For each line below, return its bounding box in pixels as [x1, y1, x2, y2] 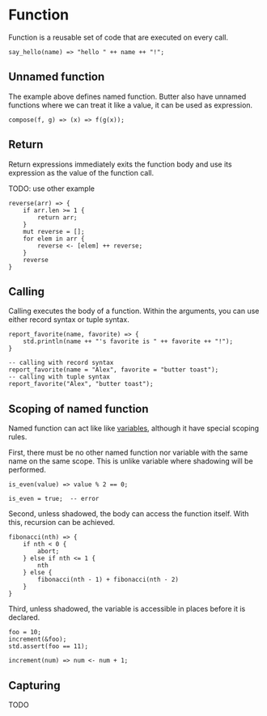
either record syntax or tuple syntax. [8, 315, 129, 324]
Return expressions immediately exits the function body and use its [8, 159, 232, 169]
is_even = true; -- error [8, 495, 100, 503]
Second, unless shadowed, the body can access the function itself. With [8, 509, 249, 519]
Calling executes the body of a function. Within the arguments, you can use [8, 306, 260, 316]
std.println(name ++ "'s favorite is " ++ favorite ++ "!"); [23, 337, 233, 345]
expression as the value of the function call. [8, 167, 155, 177]
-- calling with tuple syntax [8, 373, 111, 381]
